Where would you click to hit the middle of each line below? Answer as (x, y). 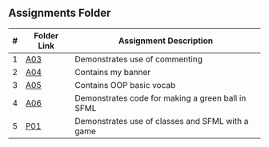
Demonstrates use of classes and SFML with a (162, 121)
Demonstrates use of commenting (139, 59)
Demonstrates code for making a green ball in (161, 97)
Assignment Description (166, 41)
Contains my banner (113, 72)
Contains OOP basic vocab (125, 85)
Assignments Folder (60, 13)
